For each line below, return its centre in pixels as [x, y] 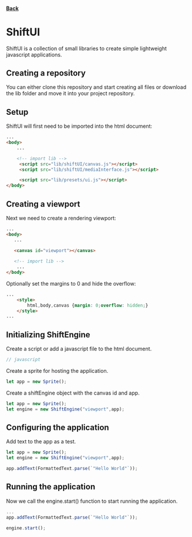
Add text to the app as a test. [41, 442]
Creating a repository [46, 73]
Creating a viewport [43, 204]
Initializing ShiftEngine [48, 335]
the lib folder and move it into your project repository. [70, 94]
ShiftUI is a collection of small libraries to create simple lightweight [87, 48]
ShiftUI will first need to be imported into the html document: [79, 126]
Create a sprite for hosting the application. [57, 371]
